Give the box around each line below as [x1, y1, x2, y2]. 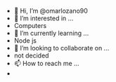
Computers [13, 22, 47, 29]
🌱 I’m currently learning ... [13, 29, 89, 37]
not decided [13, 51, 49, 60]
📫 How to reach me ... [13, 60, 79, 67]
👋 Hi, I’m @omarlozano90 [13, 7, 88, 15]
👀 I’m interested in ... [13, 14, 74, 22]
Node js [13, 36, 37, 45]
